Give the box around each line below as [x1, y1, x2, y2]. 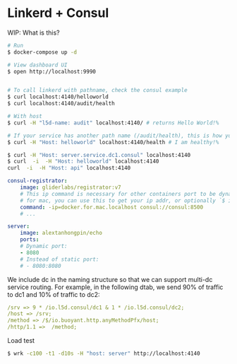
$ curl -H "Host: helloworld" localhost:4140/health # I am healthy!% [7, 139, 219, 146]
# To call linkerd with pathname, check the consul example [7, 87, 188, 94]
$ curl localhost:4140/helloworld [7, 93, 109, 100]
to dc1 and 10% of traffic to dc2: [7, 290, 100, 298]
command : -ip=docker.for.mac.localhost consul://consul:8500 [20, 204, 203, 211]
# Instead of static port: [20, 256, 99, 263]
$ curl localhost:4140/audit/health [7, 100, 115, 107]
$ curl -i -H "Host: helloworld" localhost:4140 [7, 158, 159, 165]
